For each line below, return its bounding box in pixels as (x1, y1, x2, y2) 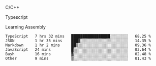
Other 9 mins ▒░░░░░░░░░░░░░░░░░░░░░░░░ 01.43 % (5, 56, 151, 61)
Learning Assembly (5, 24, 46, 30)
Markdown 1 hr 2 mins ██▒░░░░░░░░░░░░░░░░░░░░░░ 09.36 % (5, 43, 151, 48)
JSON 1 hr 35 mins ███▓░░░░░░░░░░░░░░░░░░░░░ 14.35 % (5, 38, 151, 43)
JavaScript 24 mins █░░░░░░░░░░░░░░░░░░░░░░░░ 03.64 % (5, 47, 151, 52)
